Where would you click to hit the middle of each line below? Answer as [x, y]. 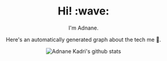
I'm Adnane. [83, 28]
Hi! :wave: [83, 11]
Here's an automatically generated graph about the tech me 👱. [83, 39]
